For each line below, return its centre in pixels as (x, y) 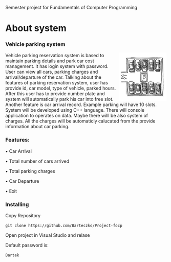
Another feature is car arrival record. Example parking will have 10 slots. (81, 104)
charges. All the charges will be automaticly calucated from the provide (80, 121)
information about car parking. (37, 127)
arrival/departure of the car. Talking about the (53, 77)
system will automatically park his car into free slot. (59, 99)
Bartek (12, 255)
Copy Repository (23, 216)
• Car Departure (22, 181)
